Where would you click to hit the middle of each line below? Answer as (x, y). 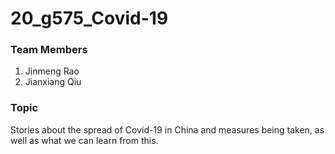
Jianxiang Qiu (53, 82)
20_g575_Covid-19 (89, 18)
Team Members (49, 50)
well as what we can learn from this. (84, 140)
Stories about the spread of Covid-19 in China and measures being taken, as (167, 129)
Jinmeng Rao (52, 71)
